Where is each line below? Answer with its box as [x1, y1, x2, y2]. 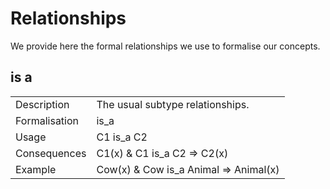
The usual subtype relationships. [96, 97, 250, 111]
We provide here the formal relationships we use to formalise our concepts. [10, 40, 321, 52]
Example [15, 162, 57, 176]
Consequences [15, 146, 87, 160]
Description [15, 97, 70, 111]
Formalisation [15, 113, 80, 127]
